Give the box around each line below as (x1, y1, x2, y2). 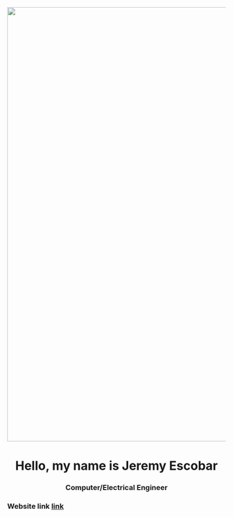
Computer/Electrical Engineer (65, 483, 168, 493)
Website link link (7, 502, 64, 511)
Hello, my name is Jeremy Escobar (15, 458, 218, 474)
